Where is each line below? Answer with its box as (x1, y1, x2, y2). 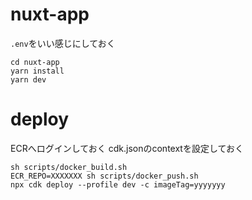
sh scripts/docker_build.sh (10, 162, 128, 172)
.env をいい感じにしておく (10, 37, 116, 49)
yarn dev (10, 74, 47, 85)
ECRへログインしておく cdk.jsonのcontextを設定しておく (10, 142, 245, 154)
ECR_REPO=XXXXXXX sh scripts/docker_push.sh (10, 171, 199, 181)
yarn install (10, 66, 65, 76)
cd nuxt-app (10, 57, 60, 67)
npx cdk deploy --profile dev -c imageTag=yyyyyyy (10, 179, 226, 190)
